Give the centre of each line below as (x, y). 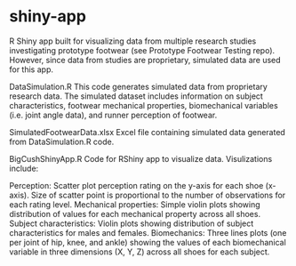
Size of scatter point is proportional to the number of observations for (158, 195)
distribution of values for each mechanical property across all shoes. (135, 214)
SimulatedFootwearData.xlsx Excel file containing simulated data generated (148, 132)
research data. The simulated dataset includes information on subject (136, 96)
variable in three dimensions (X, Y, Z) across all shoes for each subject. (140, 252)
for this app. (31, 69)
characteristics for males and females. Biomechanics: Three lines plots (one (148, 232)
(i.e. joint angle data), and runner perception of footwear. (113, 115)
